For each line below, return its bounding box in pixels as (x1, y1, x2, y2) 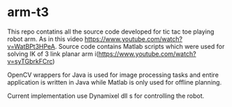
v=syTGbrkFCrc (7, 57, 53, 65)
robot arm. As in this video (7, 34, 84, 43)
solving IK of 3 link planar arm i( (7, 50, 99, 58)
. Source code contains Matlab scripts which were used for (55, 42, 225, 50)
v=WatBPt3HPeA (7, 42, 56, 50)
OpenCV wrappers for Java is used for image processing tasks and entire (7, 71, 219, 79)
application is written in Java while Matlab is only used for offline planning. (7, 78, 222, 86)
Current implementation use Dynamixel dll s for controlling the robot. (7, 92, 205, 100)
